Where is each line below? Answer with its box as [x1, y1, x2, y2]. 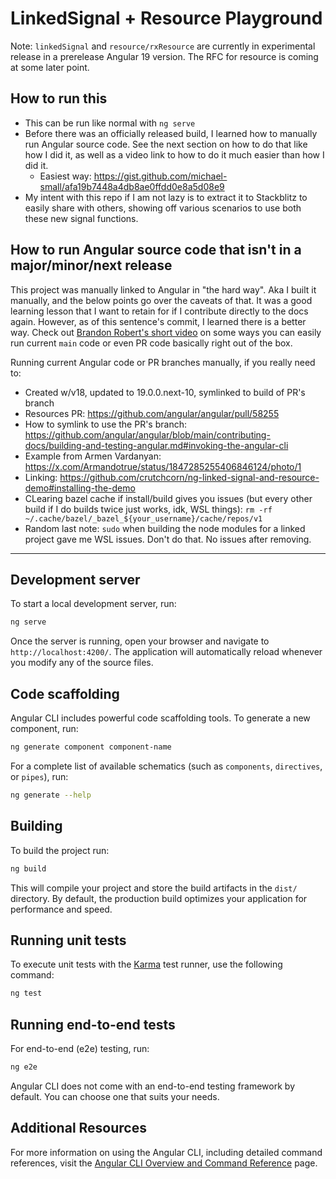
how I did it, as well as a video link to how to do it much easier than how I [24, 148, 325, 161]
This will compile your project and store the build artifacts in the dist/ [10, 882, 298, 894]
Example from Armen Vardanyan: [24, 450, 162, 462]
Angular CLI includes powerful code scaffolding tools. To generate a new [10, 712, 311, 724]
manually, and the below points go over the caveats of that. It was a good [10, 294, 313, 306]
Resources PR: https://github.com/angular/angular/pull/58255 [24, 407, 280, 419]
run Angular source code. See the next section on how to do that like [24, 138, 308, 150]
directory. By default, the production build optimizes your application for [10, 892, 308, 904]
